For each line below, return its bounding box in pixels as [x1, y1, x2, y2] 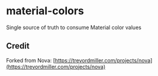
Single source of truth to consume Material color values [6, 24, 142, 31]
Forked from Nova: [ [6, 56, 55, 64]
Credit [6, 41, 30, 51]
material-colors [6, 4, 85, 18]
